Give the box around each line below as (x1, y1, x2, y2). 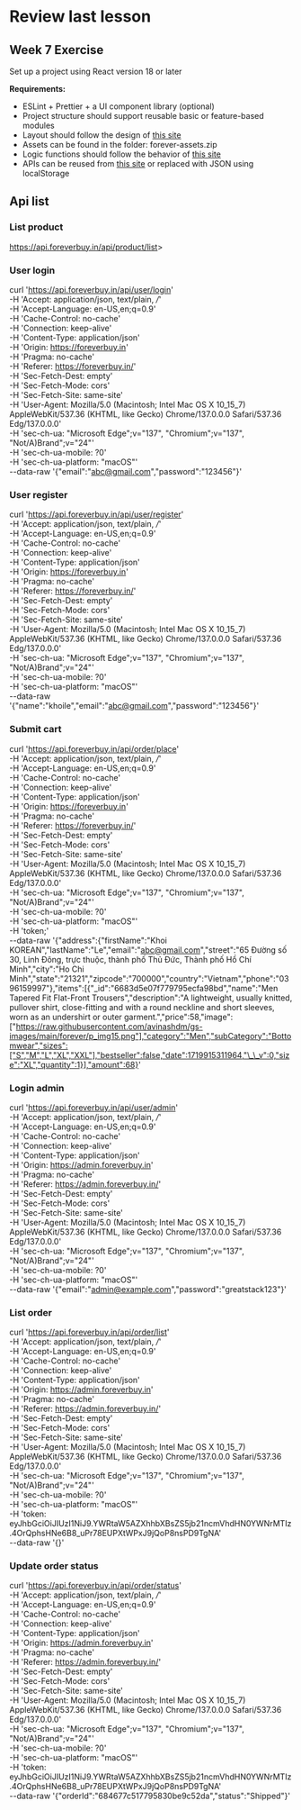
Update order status (9, 1560, 99, 1572)
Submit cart (9, 723, 62, 736)
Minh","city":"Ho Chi (9, 964, 84, 974)
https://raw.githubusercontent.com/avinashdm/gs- (15, 1020, 204, 1032)
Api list (9, 194, 49, 209)
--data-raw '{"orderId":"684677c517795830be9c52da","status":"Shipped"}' (9, 1790, 290, 1802)
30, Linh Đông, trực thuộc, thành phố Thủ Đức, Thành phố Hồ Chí (9, 954, 252, 964)
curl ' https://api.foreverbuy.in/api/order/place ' (9, 743, 180, 754)
